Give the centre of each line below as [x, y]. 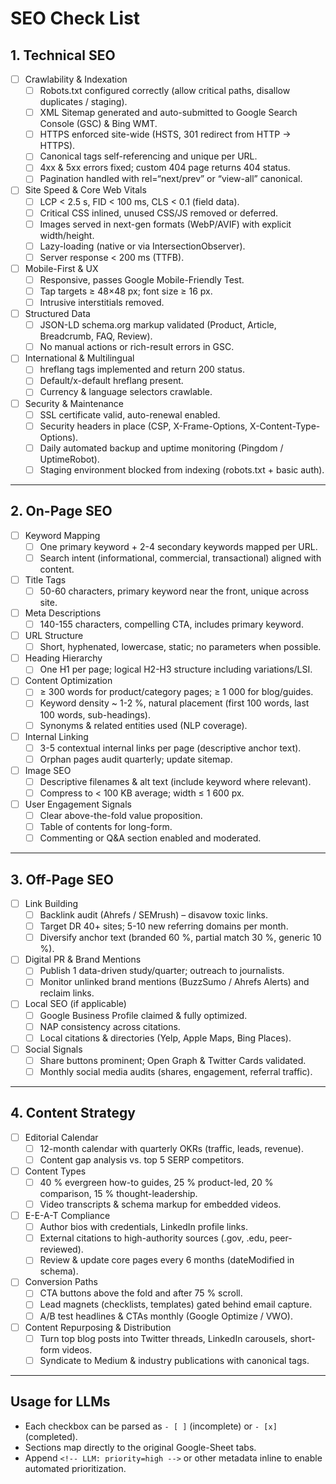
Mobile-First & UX [61, 268]
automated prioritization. [75, 1468]
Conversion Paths [61, 1282]
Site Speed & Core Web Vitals [85, 190]
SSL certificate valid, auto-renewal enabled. [130, 414]
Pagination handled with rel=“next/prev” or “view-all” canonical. [171, 179]
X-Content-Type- [285, 426]
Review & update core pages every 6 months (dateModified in [167, 1260]
